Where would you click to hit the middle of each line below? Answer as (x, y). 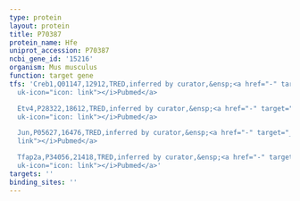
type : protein (36, 17)
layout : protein (39, 26)
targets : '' (31, 174)
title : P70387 (36, 34)
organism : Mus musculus (54, 68)
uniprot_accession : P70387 (59, 51)
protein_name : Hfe (43, 42)
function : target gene (51, 76)
